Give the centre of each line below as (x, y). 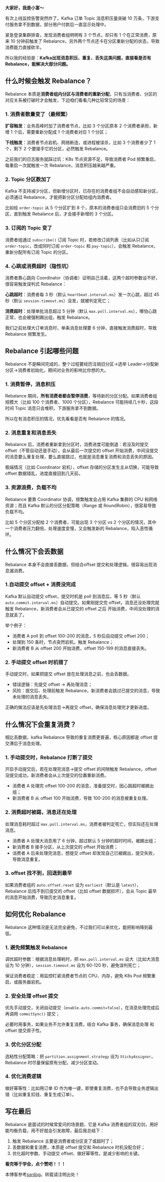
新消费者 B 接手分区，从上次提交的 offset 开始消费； (65, 847)
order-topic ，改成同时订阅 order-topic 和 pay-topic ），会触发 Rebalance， (82, 246)
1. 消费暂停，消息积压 (30, 384)
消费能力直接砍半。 (25, 47)
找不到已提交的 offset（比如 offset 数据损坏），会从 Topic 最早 (94, 891)
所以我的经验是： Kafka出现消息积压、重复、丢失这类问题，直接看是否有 (78, 58)
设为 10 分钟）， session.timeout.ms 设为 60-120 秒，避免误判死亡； (73, 965)
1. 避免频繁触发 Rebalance (36, 947)
